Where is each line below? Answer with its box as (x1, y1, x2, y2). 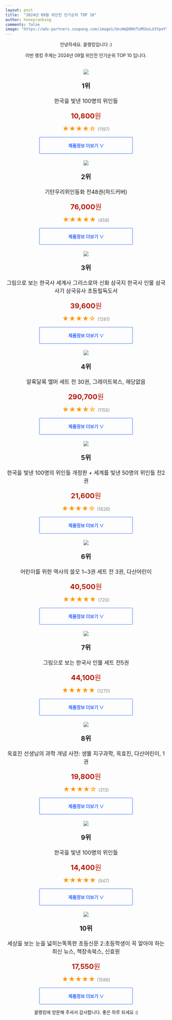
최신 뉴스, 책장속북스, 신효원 (52, 948, 120, 955)
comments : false (5, 22, 40, 27)
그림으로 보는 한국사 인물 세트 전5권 (42, 659, 130, 666)
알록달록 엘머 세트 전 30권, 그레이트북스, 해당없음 (26, 378, 146, 386)
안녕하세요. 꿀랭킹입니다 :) (59, 42, 113, 48)
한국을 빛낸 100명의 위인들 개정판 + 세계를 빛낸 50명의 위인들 (7, 469, 156, 477)
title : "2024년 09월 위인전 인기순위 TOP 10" (5, 12, 97, 17)
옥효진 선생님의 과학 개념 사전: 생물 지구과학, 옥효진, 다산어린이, (7, 750, 161, 757)
